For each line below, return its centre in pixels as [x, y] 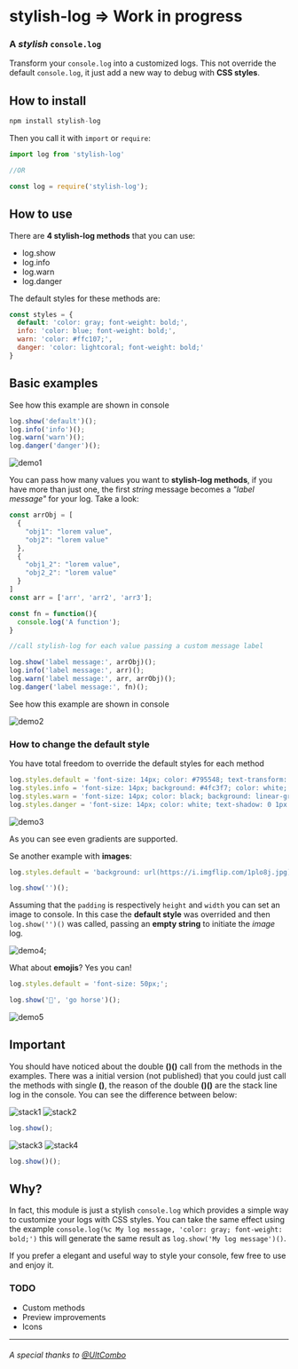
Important [37, 1045]
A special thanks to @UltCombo [68, 1355]
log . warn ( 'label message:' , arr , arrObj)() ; [93, 679]
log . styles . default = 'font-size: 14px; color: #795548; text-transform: [149, 780]
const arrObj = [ [41, 515]
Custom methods [54, 1308]
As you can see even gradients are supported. [94, 839]
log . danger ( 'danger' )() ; [55, 446]
